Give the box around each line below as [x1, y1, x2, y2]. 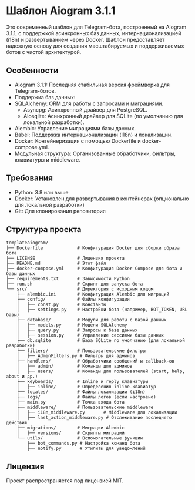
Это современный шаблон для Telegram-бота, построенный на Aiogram [6, 24, 187, 31]
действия [6, 420, 28, 426]
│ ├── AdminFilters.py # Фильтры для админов [16, 353, 135, 359]
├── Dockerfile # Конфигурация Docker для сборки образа [6, 245, 180, 251]
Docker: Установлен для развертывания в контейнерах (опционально [14, 195, 189, 202]
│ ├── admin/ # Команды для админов [16, 363, 133, 370]
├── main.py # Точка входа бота [16, 400, 125, 405]
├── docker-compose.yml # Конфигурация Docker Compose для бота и [6, 266, 183, 271]
